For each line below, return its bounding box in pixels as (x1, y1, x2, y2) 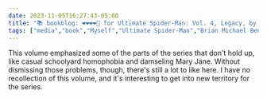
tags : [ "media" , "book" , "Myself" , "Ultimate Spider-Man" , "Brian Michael (8, 26, 247, 34)
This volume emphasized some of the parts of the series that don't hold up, (8, 49, 255, 58)
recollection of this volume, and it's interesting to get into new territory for (8, 73, 250, 84)
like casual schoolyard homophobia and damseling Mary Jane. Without (8, 57, 241, 66)
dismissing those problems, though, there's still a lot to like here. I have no (8, 65, 251, 75)
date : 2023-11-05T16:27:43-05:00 (8, 11, 119, 20)
